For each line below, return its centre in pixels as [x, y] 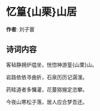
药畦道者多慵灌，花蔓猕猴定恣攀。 [47, 89]
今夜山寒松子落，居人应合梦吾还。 [47, 102]
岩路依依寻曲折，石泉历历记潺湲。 [47, 77]
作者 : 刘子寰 [20, 29]
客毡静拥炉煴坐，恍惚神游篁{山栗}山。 [51, 64]
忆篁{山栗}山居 [42, 12]
